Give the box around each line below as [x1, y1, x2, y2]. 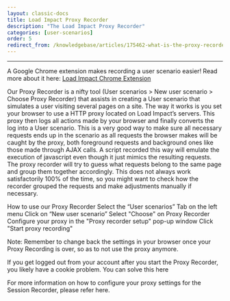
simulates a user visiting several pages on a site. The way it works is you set [7, 102, 222, 110]
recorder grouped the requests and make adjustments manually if [7, 182, 192, 190]
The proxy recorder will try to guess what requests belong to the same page [7, 160, 222, 168]
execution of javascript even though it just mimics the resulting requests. [7, 153, 212, 161]
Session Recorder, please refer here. [7, 286, 111, 294]
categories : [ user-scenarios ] [7, 29, 94, 36]
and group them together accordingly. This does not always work [7, 168, 192, 175]
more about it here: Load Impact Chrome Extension [7, 75, 151, 82]
